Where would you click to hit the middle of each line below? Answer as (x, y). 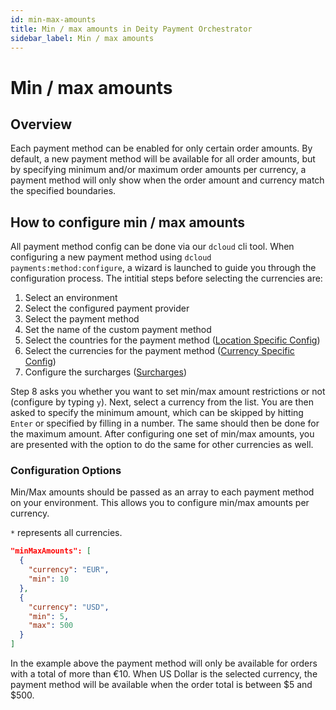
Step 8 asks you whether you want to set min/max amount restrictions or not (168, 392)
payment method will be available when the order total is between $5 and (161, 685)
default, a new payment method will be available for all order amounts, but (163, 159)
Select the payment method (82, 319)
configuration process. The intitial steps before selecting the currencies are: (166, 278)
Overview (41, 124)
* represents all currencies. (66, 533)
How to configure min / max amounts (128, 222)
